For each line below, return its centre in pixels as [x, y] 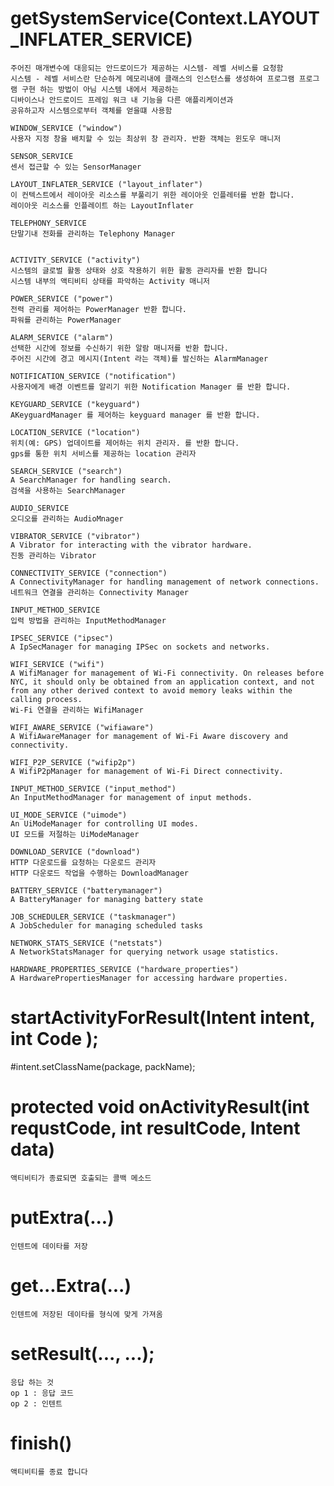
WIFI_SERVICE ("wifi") [57, 664]
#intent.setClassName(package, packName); [103, 1066]
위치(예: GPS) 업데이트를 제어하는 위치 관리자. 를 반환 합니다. [125, 443]
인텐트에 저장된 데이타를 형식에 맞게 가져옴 [86, 1314]
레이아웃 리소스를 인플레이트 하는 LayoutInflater [102, 205]
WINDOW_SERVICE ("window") [66, 128]
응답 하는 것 [32, 1382]
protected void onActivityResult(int [160, 1107]
